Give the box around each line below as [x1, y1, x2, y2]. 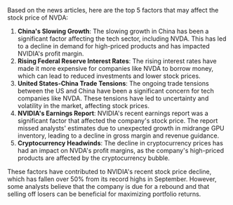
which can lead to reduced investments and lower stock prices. [17, 72, 201, 80]
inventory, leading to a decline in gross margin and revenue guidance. [17, 131, 220, 140]
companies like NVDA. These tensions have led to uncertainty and [17, 94, 209, 102]
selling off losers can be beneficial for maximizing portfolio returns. [7, 190, 201, 198]
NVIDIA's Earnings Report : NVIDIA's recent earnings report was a [17, 109, 208, 117]
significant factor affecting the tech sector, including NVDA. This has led [17, 34, 227, 43]
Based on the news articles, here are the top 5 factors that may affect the [7, 6, 219, 14]
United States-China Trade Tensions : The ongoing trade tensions [17, 79, 209, 87]
